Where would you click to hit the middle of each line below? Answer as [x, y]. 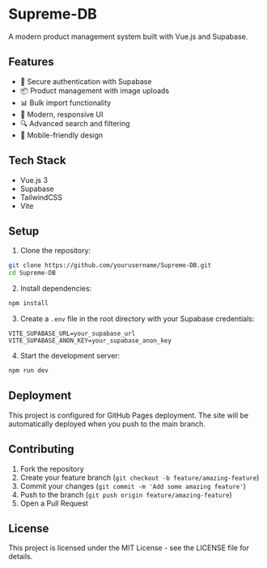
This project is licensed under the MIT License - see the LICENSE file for [129, 548]
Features [31, 62]
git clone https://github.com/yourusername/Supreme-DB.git [110, 265]
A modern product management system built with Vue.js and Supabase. [128, 36]
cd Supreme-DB [32, 273]
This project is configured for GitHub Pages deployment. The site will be [129, 415]
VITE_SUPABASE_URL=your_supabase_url [72, 333]
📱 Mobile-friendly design [61, 135]
